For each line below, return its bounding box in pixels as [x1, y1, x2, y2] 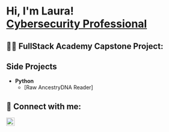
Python [14, 77, 34, 85]
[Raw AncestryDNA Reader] [23, 84, 93, 91]
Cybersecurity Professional [6, 17, 147, 31]
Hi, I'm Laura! [6, 4, 74, 18]
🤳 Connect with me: [6, 101, 81, 112]
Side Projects [6, 61, 57, 72]
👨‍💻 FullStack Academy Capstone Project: [6, 41, 164, 51]
